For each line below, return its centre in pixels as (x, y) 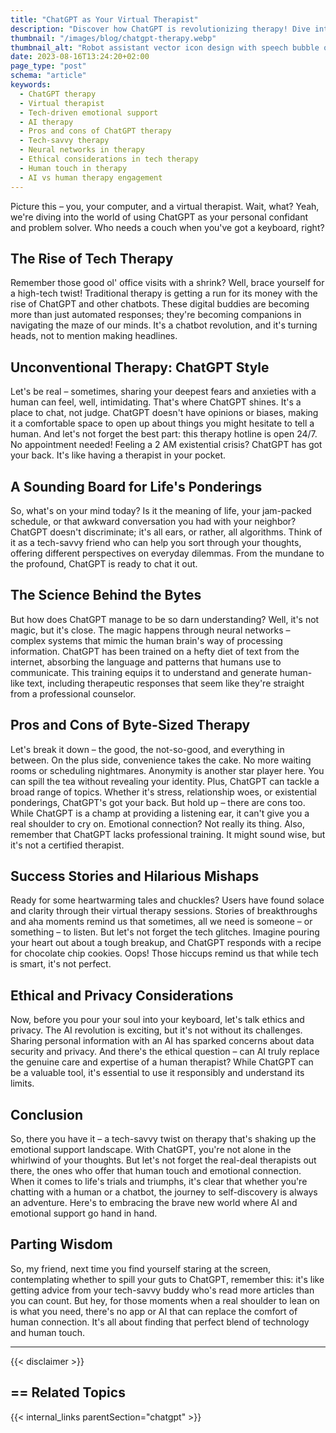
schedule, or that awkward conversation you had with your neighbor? (153, 521)
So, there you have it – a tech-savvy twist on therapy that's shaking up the (163, 1139)
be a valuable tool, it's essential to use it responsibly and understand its (157, 1073)
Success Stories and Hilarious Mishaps (135, 876)
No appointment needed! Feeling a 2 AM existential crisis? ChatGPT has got (166, 445)
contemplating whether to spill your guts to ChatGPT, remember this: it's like (167, 1279)
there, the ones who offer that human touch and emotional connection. (156, 1170)
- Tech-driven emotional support (89, 112)
